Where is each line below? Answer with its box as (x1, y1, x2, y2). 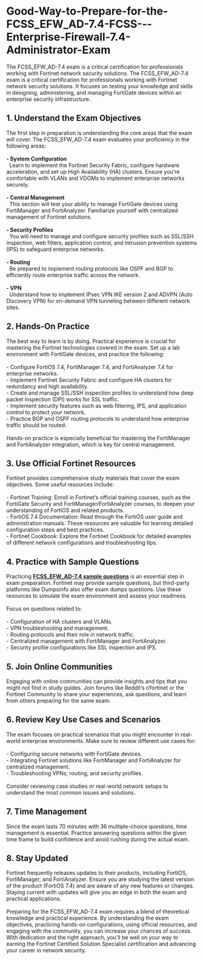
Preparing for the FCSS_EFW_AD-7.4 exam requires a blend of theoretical (6, 908, 190, 916)
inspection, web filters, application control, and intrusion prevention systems (6, 239, 197, 246)
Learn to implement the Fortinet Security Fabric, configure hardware (8, 161, 180, 168)
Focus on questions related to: (6, 605, 82, 612)
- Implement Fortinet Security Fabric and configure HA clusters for (6, 376, 172, 384)
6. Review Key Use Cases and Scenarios (6, 714, 161, 725)
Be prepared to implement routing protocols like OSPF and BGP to (8, 264, 174, 272)
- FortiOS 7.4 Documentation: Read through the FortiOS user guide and (6, 513, 183, 520)
